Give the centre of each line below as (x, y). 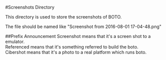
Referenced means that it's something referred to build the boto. (72, 47)
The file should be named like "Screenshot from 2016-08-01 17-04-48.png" (84, 26)
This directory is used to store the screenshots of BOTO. (64, 17)
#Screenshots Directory (30, 7)
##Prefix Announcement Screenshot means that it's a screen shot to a (78, 36)
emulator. (15, 41)
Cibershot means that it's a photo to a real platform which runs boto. (76, 52)
